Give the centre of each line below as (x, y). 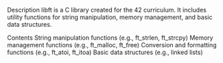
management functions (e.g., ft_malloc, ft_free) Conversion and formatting (112, 45)
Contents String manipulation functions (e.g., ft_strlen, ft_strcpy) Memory (110, 38)
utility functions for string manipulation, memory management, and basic (110, 17)
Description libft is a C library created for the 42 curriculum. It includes (107, 10)
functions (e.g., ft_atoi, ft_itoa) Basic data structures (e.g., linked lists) (105, 52)
